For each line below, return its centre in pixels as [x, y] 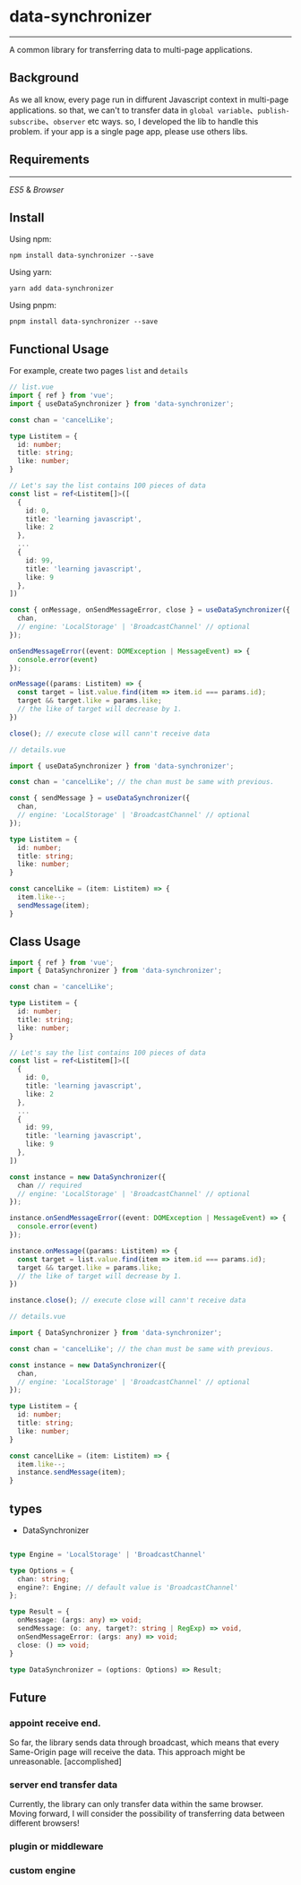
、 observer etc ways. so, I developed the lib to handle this [152, 121]
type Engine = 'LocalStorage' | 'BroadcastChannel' [107, 1554]
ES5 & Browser [37, 189]
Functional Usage [59, 349]
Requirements [49, 160]
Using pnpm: [33, 306]
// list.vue [31, 387]
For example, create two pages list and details [99, 371]
